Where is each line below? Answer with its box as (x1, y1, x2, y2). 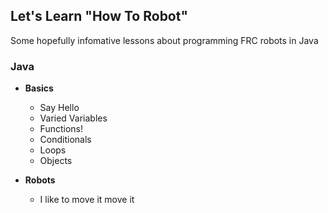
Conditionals (39, 134, 92, 146)
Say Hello (39, 102, 80, 114)
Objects (39, 155, 73, 167)
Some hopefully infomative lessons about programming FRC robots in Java (10, 34, 319, 46)
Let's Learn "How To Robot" (10, 8, 189, 25)
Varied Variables (39, 112, 108, 124)
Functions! (39, 123, 83, 135)
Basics (24, 82, 54, 94)
